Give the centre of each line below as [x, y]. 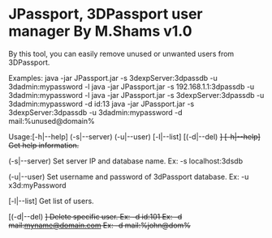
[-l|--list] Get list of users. [52, 201]
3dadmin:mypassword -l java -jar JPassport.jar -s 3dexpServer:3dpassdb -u [136, 95]
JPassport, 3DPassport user [106, 14]
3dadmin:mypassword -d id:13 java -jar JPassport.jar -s [101, 104]
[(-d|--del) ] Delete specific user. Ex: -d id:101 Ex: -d [95, 216]
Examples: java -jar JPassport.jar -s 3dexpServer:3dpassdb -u [113, 78]
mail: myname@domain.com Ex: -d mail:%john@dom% [99, 225]
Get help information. [44, 145]
